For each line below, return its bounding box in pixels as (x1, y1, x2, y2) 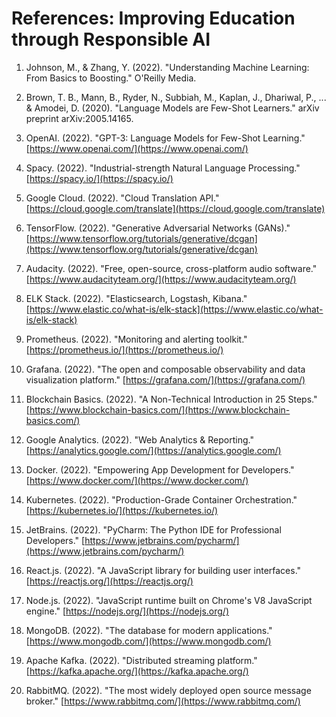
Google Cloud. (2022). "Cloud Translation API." (25, 192, 220, 204)
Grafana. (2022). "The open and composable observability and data (25, 363, 306, 375)
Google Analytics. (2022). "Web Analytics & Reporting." (25, 433, 254, 446)
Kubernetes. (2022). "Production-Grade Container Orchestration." (25, 493, 298, 506)
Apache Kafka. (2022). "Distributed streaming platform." (25, 654, 258, 666)
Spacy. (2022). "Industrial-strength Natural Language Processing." (25, 162, 301, 174)
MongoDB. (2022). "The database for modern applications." (25, 624, 273, 636)
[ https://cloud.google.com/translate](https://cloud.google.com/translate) (25, 202, 326, 214)
